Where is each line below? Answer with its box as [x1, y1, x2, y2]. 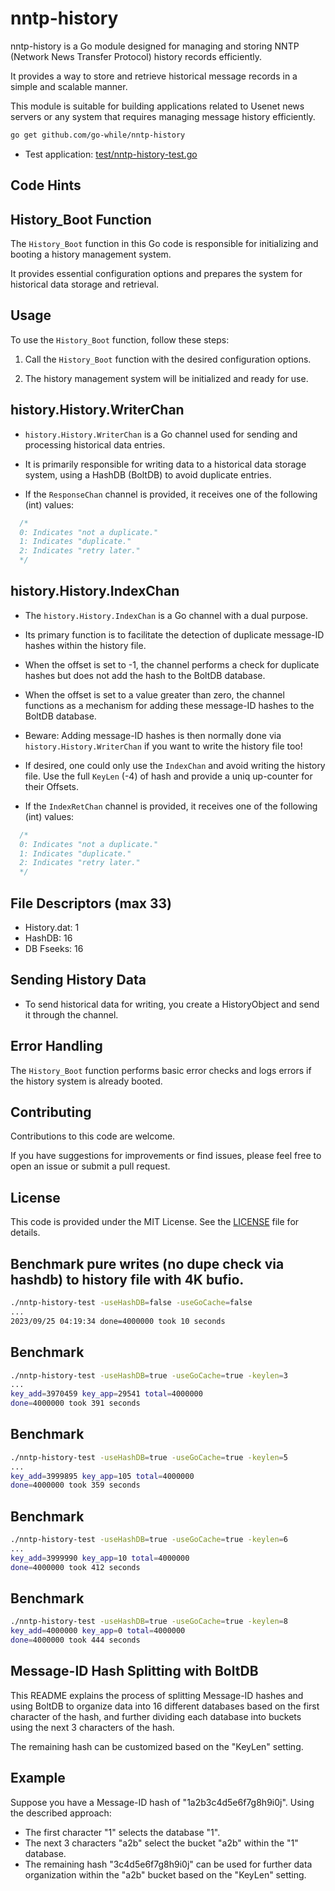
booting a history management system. [10, 248, 172, 261]
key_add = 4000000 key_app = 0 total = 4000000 [10, 1626, 186, 1636]
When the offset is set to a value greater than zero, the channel [24, 688, 285, 701]
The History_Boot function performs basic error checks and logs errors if [10, 1064, 312, 1076]
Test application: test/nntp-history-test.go [24, 148, 198, 160]
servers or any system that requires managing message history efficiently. [10, 110, 316, 122]
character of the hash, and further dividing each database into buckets [10, 1710, 302, 1722]
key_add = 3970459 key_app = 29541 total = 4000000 [10, 1389, 203, 1399]
